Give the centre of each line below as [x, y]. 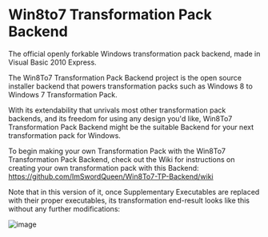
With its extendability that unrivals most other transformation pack [117, 110]
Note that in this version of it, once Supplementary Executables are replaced [134, 192]
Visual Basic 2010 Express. [53, 62]
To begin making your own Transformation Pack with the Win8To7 [117, 151]
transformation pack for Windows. [65, 135]
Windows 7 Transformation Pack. [63, 94]
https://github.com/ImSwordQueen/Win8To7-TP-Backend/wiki [111, 176]
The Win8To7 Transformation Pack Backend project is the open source [125, 77]
